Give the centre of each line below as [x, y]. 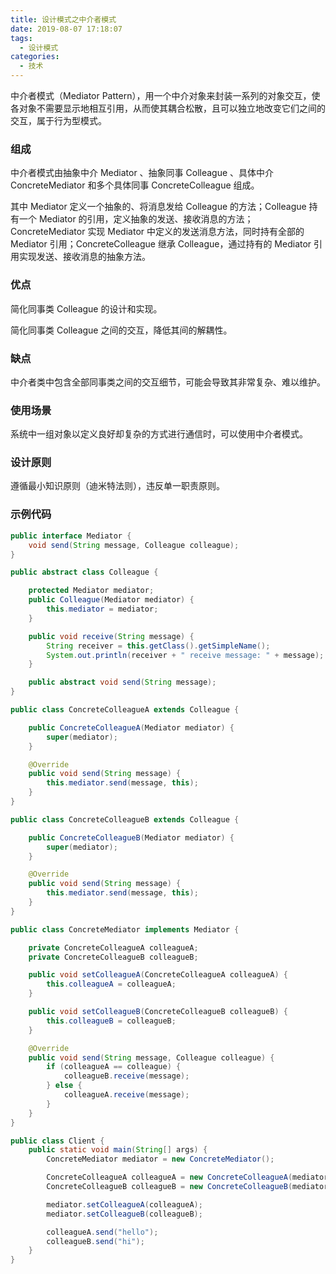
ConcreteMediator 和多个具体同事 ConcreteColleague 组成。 [135, 185]
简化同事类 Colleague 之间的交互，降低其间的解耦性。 [121, 330]
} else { [64, 1086]
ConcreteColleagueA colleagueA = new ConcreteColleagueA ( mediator [187, 1177]
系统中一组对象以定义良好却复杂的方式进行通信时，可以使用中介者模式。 [159, 434]
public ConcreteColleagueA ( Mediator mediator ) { [131, 727]
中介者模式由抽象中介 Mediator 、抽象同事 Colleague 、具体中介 [142, 173]
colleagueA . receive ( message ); [126, 1095]
